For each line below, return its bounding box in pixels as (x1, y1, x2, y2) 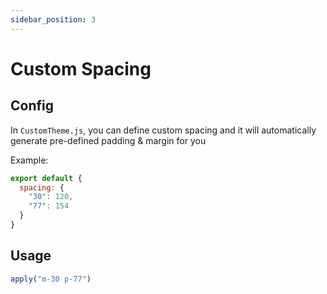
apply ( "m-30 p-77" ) (10, 274, 92, 284)
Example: (10, 154, 49, 166)
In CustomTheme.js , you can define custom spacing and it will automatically (10, 124, 317, 136)
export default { (10, 173, 83, 183)
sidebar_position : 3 (10, 14, 97, 25)
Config (10, 97, 54, 115)
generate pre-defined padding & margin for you (10, 134, 207, 146)
